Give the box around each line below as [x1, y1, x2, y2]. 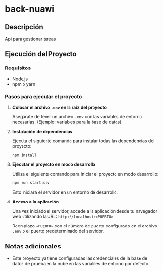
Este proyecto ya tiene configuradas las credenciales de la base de [12, 255, 148, 261]
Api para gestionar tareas [5, 36, 56, 42]
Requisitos [5, 65, 31, 71]
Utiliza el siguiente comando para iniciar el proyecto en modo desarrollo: [12, 171, 159, 177]
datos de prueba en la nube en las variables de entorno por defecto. [12, 260, 150, 266]
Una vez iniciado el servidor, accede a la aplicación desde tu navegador [12, 208, 158, 214]
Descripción [5, 23, 43, 31]
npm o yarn [12, 81, 36, 87]
